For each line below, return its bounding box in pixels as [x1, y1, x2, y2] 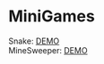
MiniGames [8, 6, 95, 27]
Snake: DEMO [8, 36, 60, 46]
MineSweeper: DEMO [8, 44, 88, 55]
